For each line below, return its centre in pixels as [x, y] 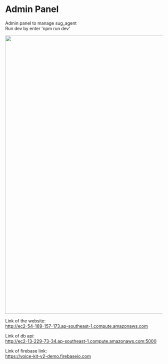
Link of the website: [25, 321]
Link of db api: [20, 336]
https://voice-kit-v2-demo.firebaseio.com [48, 356]
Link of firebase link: [26, 351]
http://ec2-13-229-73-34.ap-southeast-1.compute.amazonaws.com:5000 [81, 341]
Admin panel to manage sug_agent [41, 23]
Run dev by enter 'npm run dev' [38, 28]
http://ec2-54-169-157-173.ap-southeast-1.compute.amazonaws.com [77, 326]
